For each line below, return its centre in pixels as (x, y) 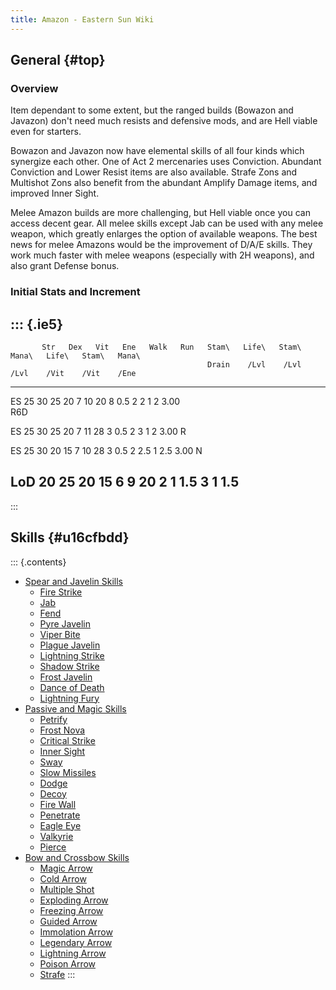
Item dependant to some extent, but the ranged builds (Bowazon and (152, 110)
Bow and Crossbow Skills (77, 857)
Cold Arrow (63, 878)
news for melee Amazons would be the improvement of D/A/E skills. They (161, 245)
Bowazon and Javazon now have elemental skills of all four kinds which (157, 151)
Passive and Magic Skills (75, 708)
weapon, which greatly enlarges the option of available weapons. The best (164, 234)
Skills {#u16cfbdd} (70, 537)
